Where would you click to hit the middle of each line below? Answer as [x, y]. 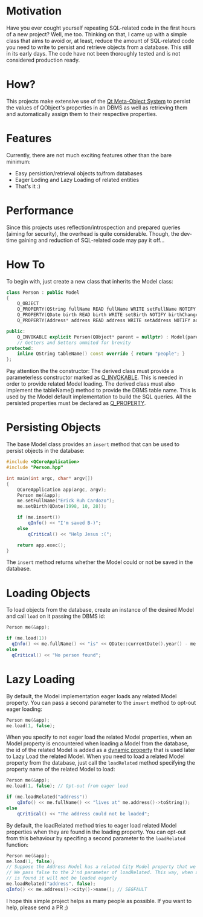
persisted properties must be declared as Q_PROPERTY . [76, 403]
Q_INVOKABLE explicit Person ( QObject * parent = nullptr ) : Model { [102, 337]
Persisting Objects [54, 428]
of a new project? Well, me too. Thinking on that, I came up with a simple [97, 34]
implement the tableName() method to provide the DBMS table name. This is [101, 390]
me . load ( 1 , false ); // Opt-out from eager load [67, 786]
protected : [20, 348]
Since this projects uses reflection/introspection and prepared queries [93, 227]
